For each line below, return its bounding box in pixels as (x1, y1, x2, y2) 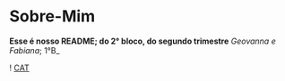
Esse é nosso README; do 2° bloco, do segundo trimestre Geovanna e (9, 36, 276, 46)
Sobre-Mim (9, 6, 96, 27)
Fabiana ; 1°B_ (9, 45, 60, 55)
